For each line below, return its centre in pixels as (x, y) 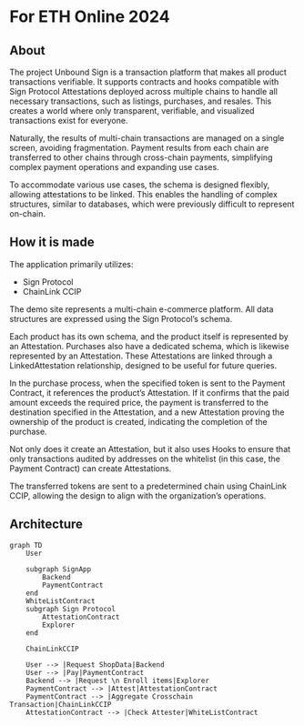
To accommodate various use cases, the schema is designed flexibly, (140, 185)
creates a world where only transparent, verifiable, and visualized (132, 111)
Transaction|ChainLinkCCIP (61, 704)
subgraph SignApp (59, 569)
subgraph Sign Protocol (71, 609)
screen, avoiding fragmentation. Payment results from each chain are (139, 148)
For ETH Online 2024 (90, 17)
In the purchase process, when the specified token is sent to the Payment (147, 383)
